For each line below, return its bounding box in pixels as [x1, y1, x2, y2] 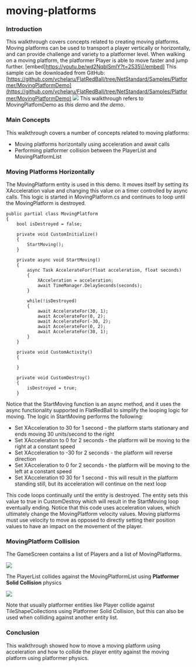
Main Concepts [6, 116, 51, 124]
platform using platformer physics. [6, 654, 89, 661]
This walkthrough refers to [80, 95, 144, 102]
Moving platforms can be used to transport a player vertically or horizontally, [6, 45, 191, 52]
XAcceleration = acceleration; [37, 278, 114, 283]
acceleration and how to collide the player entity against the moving [6, 648, 170, 655]
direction [14, 456, 36, 463]
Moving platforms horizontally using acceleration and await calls [14, 141, 170, 148]
